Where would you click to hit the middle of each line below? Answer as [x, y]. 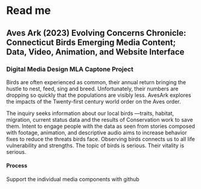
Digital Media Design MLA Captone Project [70, 69]
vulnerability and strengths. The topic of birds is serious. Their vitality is [95, 145]
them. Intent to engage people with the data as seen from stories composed [101, 126]
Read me [29, 11]
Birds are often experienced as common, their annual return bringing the [96, 82]
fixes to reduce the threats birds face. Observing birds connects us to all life [101, 139]
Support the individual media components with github [73, 179]
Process [17, 166]
